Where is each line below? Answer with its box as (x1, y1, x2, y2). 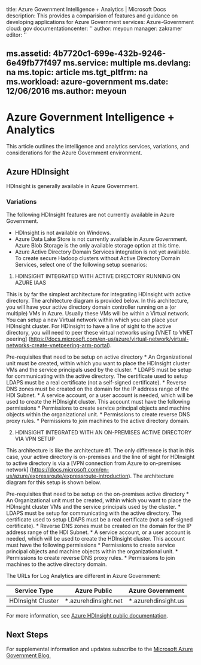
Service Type (14, 586, 54, 595)
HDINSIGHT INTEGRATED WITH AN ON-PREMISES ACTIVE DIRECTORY (14, 429, 192, 436)
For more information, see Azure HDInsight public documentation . (6, 612, 169, 619)
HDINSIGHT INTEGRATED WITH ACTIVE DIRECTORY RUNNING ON (14, 273, 181, 280)
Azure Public (74, 586, 112, 595)
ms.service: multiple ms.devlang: (63, 58, 191, 68)
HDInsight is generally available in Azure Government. (6, 183, 139, 190)
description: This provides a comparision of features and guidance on (6, 12, 178, 19)
